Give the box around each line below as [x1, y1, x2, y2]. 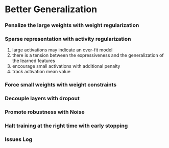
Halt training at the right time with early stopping [5, 122, 128, 129]
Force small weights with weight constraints [5, 81, 117, 88]
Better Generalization [5, 4, 98, 15]
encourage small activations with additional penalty [12, 63, 120, 69]
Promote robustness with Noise [5, 108, 85, 115]
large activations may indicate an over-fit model [12, 47, 113, 53]
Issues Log [5, 136, 33, 143]
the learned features [12, 57, 56, 64]
